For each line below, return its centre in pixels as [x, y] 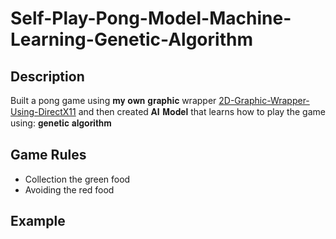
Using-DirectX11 [43, 111]
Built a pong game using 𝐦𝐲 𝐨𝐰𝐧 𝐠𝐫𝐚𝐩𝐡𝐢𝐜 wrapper [113, 100]
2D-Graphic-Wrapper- [264, 100]
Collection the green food [77, 179]
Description [47, 76]
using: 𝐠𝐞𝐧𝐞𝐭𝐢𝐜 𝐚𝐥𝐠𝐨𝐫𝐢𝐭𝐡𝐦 [61, 123]
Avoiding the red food [69, 189]
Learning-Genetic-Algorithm [131, 39]
